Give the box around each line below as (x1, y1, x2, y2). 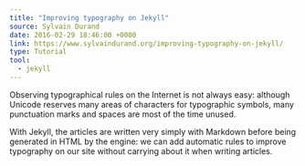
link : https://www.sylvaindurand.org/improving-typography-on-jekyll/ (9, 38, 284, 48)
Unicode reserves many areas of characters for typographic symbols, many (9, 99, 295, 109)
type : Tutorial (9, 47, 68, 57)
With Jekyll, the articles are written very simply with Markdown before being (9, 126, 297, 137)
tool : (9, 56, 30, 65)
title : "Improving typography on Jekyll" (9, 13, 170, 23)
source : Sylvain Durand (9, 22, 100, 31)
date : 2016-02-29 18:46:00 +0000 (9, 30, 137, 39)
